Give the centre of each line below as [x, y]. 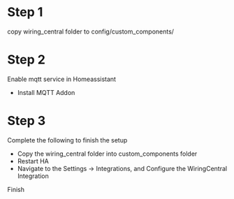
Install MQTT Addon [46, 92]
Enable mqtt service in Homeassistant [62, 79]
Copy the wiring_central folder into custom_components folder [107, 154]
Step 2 [26, 60]
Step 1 [25, 12]
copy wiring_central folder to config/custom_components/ [91, 31]
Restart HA [33, 161]
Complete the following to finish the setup [67, 140]
